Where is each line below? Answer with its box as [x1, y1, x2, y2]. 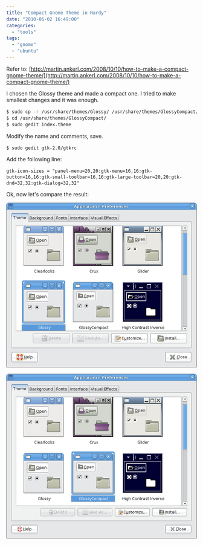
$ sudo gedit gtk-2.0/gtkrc [6, 145, 77, 151]
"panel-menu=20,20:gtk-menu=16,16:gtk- [52, 168, 153, 175]
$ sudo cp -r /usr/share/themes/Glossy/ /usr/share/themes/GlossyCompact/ [6, 109, 199, 115]
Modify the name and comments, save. [6, 132, 104, 140]
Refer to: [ [6, 65, 31, 73]
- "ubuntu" [11, 48, 39, 54]
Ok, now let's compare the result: [6, 191, 89, 198]
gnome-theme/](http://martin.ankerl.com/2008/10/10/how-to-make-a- [6, 71, 181, 79]
